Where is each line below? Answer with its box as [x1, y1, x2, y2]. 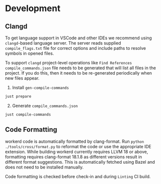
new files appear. [5, 76, 40, 81]
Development [5, 3, 61, 14]
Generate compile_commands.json [12, 103, 78, 108]
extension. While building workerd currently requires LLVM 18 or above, [5, 149, 148, 154]
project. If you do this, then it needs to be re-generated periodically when [5, 70, 152, 76]
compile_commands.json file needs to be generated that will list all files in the [5, 65, 156, 71]
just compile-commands [5, 112, 51, 117]
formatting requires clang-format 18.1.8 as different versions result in [5, 153, 142, 160]
